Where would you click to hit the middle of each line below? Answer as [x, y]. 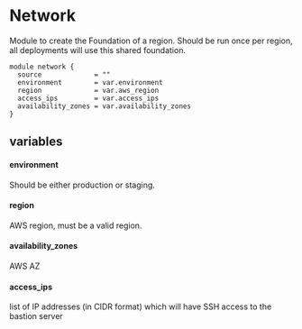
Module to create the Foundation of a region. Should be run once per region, [151, 41]
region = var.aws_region [88, 90]
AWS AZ [25, 266]
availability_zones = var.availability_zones [105, 106]
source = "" [64, 74]
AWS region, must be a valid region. [76, 225]
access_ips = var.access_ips [88, 98]
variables [36, 142]
